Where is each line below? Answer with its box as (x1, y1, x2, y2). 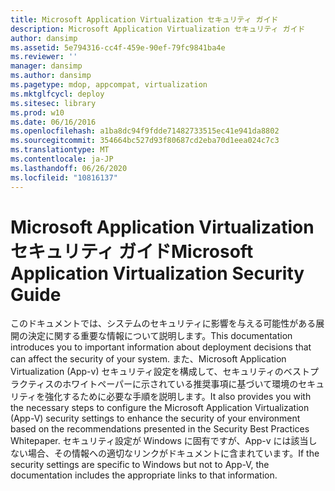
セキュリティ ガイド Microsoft (10, 240, 254, 263)
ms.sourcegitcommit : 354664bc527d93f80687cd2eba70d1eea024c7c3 (10, 136, 280, 146)
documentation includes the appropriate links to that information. (10, 469, 278, 481)
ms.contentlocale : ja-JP (10, 154, 114, 164)
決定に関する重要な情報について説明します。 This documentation (27, 330, 293, 342)
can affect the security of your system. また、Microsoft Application (10, 353, 287, 365)
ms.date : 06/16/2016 (10, 117, 97, 127)
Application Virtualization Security (10, 262, 305, 285)
